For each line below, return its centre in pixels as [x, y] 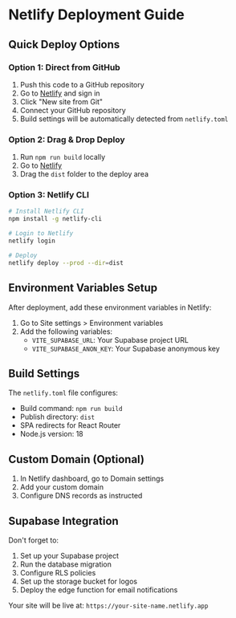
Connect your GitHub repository [73, 110]
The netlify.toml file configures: [63, 393]
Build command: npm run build [71, 409]
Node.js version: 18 [52, 434]
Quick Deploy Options [64, 45]
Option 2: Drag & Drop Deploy [67, 140]
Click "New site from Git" [61, 101]
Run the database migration [66, 564]
